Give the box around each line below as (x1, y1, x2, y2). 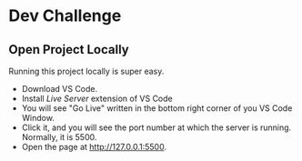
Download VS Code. (21, 84, 98, 94)
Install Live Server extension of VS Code (21, 93, 174, 104)
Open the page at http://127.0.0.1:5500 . (21, 142, 167, 152)
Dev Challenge (8, 5, 122, 26)
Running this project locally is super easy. (8, 65, 165, 76)
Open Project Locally (8, 42, 129, 57)
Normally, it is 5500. (21, 132, 97, 142)
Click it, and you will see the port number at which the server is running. (21, 122, 292, 133)
